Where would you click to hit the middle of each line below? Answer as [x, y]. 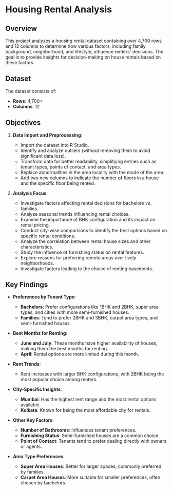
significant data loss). [43, 156]
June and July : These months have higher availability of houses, [89, 343]
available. [31, 405]
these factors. [20, 62]
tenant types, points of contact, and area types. [71, 167]
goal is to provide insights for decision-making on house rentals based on [83, 57]
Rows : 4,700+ [27, 101]
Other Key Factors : [33, 420]
